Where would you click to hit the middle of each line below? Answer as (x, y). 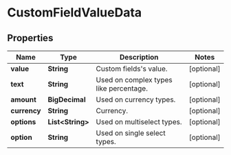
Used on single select (131, 133)
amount (23, 99)
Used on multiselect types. (139, 122)
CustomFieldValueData (75, 13)
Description (139, 57)
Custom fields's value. (132, 69)
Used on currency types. (136, 99)
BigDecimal (67, 99)
